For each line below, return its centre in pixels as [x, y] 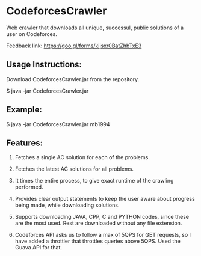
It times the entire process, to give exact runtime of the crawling [94, 181]
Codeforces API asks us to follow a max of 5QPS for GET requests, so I [103, 235]
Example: [24, 110]
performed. [29, 187]
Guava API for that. [38, 248]
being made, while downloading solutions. [67, 205]
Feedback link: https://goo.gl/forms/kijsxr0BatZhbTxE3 [74, 46]
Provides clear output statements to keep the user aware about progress [105, 199]
